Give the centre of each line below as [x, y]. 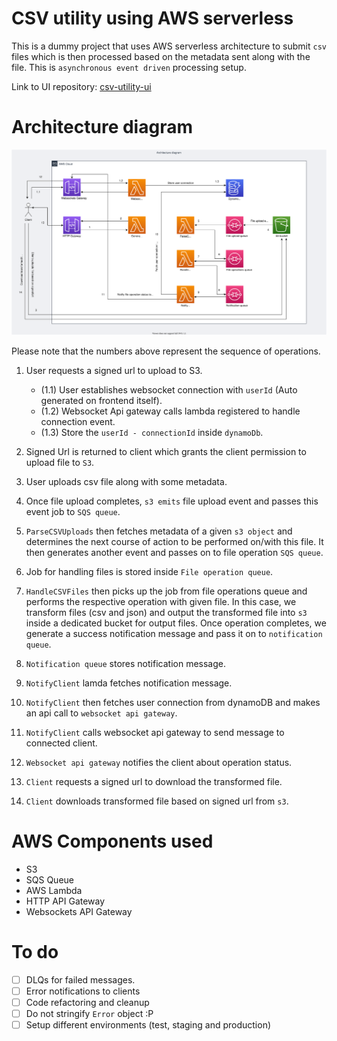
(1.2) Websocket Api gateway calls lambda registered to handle [170, 411]
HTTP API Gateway [65, 901]
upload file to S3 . [60, 462]
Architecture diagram [102, 127]
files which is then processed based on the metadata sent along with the [161, 56]
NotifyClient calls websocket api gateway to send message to [155, 732]
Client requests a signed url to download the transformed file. [154, 781]
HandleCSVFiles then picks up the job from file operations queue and [166, 591]
